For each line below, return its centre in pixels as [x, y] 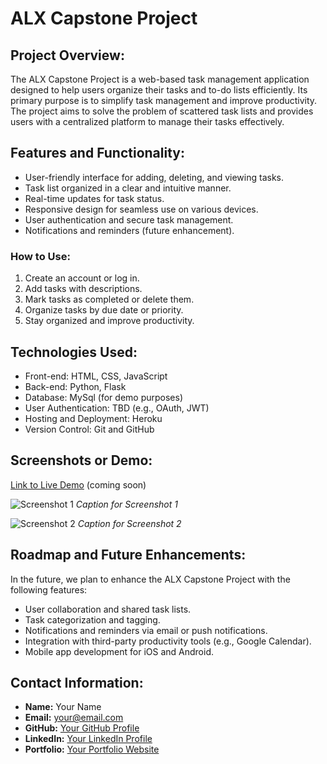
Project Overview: [67, 55]
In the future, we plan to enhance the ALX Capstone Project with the [150, 579]
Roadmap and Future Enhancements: [128, 555]
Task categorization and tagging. [92, 619]
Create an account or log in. [82, 278]
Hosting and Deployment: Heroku [93, 418]
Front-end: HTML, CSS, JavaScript [96, 376]
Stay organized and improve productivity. [109, 321]
